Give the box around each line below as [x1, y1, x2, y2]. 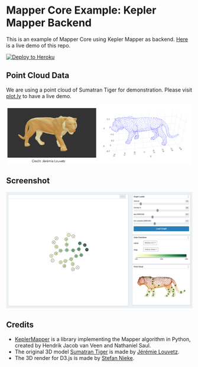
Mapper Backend [6, 16, 92, 30]
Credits [6, 320, 34, 330]
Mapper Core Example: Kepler [6, 4, 157, 17]
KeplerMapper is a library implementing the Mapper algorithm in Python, [14, 335, 191, 343]
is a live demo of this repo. [6, 42, 71, 49]
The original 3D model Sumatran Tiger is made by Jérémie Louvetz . [14, 348, 180, 355]
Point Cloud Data [6, 70, 70, 80]
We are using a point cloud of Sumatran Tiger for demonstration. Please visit [6, 86, 193, 93]
